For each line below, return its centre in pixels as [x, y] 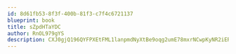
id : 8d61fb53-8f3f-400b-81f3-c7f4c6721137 [70, 14]
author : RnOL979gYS [36, 33]
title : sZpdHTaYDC [34, 27]
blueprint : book [31, 20]
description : [26, 40]
